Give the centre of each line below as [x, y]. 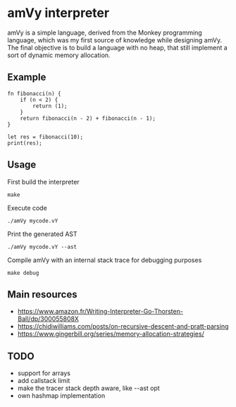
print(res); [25, 143]
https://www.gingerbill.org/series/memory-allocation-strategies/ [111, 334]
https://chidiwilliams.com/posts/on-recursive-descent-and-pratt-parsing [123, 326]
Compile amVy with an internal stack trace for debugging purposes [105, 260]
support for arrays [44, 373]
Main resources [42, 294]
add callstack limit [44, 381]
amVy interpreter [58, 13]
